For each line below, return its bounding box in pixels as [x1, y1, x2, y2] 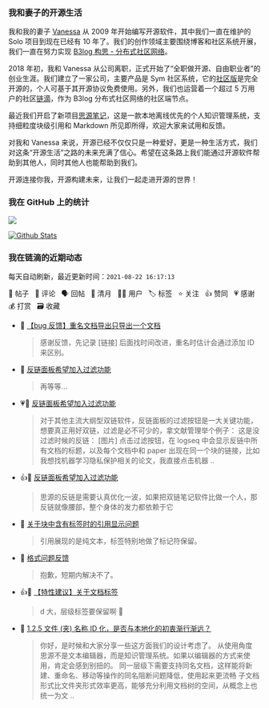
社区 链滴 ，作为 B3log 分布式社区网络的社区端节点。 [22, 94, 194, 103]
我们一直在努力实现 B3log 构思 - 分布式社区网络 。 [8, 46, 172, 57]
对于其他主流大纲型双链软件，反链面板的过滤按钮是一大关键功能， [39, 415, 258, 425]
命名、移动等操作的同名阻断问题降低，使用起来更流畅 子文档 [61, 670, 260, 680]
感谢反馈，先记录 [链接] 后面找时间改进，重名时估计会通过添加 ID [39, 338, 255, 347]
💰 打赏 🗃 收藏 [8, 301, 60, 310]
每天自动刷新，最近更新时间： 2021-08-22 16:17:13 [8, 271, 175, 281]
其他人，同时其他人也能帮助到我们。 [22, 158, 142, 167]
